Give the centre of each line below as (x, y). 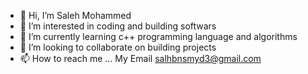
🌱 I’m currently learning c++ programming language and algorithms (158, 36)
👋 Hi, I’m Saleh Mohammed (75, 15)
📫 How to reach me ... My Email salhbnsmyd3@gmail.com (140, 58)
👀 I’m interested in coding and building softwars (118, 26)
